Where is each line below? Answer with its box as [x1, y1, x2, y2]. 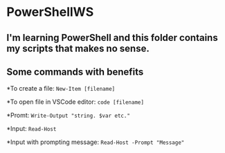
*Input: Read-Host [6, 125, 57, 133]
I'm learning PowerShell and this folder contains [6, 32, 219, 44]
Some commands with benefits [6, 66, 144, 78]
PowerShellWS [6, 4, 94, 20]
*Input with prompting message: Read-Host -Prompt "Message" [6, 138, 185, 146]
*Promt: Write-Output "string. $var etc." [6, 111, 131, 120]
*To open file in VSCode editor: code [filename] [6, 98, 145, 106]
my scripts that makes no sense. [6, 42, 150, 54]
